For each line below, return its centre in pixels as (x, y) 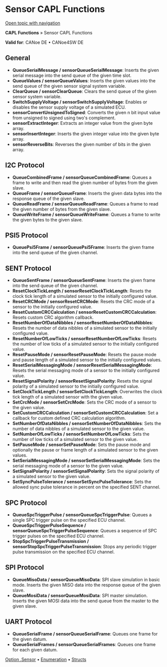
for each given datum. (35, 650)
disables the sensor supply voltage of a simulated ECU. (69, 107)
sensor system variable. (37, 96)
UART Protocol (29, 622)
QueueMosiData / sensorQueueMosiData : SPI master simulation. (80, 595)
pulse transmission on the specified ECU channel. (63, 552)
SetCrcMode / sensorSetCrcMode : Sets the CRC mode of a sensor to (84, 402)
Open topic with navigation (33, 23)
